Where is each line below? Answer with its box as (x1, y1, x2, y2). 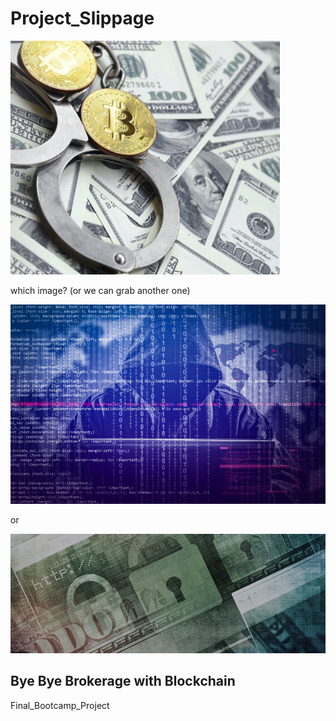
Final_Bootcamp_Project (10, 699, 110, 711)
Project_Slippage (10, 7, 155, 30)
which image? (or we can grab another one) (10, 284, 191, 296)
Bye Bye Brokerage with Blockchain (10, 673, 236, 690)
